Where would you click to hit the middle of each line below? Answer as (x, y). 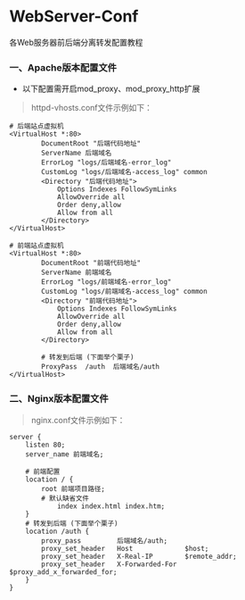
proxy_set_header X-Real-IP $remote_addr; (139, 556)
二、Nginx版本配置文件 (59, 399)
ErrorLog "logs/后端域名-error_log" (106, 162)
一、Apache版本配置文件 (63, 67)
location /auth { (57, 531)
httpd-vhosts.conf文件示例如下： (92, 108)
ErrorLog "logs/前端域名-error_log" (106, 282)
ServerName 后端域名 (77, 154)
